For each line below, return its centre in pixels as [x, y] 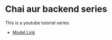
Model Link [24, 32]
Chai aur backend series [56, 9]
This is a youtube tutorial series [37, 23]
